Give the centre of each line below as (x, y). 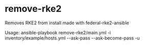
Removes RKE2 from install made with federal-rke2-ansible (67, 23)
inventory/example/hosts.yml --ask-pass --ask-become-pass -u (72, 38)
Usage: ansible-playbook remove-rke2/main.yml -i (58, 32)
